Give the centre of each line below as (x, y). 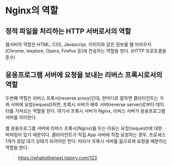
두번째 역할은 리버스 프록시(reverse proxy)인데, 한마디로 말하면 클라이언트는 (82, 98)
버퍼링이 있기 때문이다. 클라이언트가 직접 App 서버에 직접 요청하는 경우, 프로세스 (85, 135)
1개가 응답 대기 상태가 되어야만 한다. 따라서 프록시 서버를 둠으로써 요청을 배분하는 (86, 141)
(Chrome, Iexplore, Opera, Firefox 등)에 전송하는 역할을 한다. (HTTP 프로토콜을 (86, 51)
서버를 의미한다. (21, 117)
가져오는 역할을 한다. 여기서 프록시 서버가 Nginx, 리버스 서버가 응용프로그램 (90, 110)
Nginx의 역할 (32, 11)
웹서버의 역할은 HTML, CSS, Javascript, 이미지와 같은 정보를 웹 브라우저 (78, 44)
